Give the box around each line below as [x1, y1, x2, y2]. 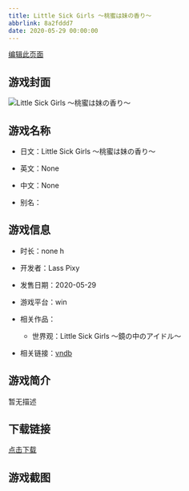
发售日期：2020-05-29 [19, 280, 97, 289]
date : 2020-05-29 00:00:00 [8, 26, 99, 34]
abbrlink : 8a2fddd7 [8, 19, 74, 27]
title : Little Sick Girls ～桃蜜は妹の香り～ [8, 11, 152, 20]
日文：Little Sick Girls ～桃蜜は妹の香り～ [19, 147, 156, 156]
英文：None [19, 163, 60, 173]
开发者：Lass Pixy [19, 263, 80, 272]
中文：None [19, 181, 60, 190]
